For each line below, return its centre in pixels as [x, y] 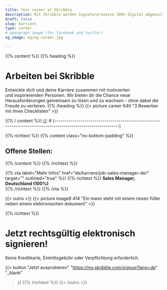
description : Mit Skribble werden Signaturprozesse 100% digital [74, 14]
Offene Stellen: [29, 151]
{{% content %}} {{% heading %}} [40, 56]
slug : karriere [21, 24]
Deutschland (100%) [27, 183]
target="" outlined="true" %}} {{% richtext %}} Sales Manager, [70, 178]
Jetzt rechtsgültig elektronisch [70, 233]
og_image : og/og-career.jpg [34, 38]
